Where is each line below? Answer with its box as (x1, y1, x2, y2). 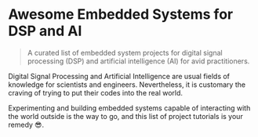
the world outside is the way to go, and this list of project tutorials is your (8, 111, 243, 121)
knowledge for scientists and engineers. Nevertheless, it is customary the (8, 80, 245, 89)
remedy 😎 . (8, 120, 45, 129)
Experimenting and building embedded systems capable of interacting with (8, 103, 251, 113)
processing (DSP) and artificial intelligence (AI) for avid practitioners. (27, 56, 250, 66)
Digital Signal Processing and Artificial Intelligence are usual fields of (8, 71, 230, 81)
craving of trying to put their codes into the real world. (8, 88, 183, 97)
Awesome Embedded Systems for (8, 5, 234, 23)
